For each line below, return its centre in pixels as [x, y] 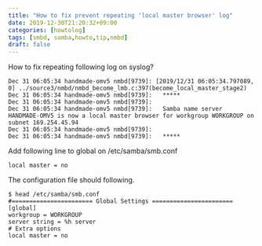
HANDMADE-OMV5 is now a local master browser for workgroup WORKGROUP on [131, 116]
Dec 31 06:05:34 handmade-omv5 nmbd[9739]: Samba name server [115, 109]
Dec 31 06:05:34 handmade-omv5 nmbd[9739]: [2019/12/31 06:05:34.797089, [131, 82]
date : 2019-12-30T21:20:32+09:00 [63, 23]
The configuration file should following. [71, 180]
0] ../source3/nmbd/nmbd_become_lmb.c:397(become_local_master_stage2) [127, 88]
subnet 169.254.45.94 [44, 123]
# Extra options [35, 229]
